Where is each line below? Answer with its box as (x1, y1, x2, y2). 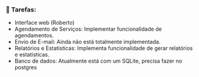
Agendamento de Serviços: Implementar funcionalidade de (14, 25, 162, 32)
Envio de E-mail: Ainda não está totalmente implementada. (14, 38, 161, 46)
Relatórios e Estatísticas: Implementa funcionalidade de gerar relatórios (14, 45, 193, 52)
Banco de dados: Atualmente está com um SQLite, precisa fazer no (14, 57, 183, 65)
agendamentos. (14, 32, 54, 39)
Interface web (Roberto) (14, 19, 75, 26)
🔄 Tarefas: (5, 5, 37, 14)
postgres (14, 64, 37, 71)
